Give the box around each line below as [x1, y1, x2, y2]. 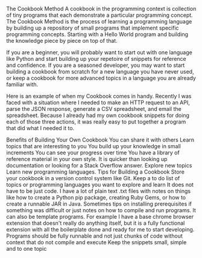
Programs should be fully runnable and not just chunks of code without [6, 232, 183, 239]
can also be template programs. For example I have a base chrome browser [6, 213, 194, 220]
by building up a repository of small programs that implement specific [6, 24, 179, 31]
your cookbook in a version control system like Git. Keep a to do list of [6, 175, 180, 181]
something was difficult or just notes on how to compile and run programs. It [6, 207, 196, 213]
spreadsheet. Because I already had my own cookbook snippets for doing [6, 112, 190, 119]
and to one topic [6, 245, 47, 252]
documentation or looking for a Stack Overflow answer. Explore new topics [6, 162, 192, 169]
